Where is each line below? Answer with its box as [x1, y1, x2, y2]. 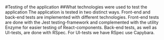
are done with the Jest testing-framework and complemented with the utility [5, 19, 159, 25]
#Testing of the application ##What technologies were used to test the [5, 4, 148, 10]
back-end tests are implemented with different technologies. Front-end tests [5, 14, 159, 20]
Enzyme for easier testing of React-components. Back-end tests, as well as [5, 25, 157, 30]
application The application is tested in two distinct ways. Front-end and [5, 9, 151, 15]
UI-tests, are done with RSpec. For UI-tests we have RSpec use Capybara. [5, 30, 155, 35]
